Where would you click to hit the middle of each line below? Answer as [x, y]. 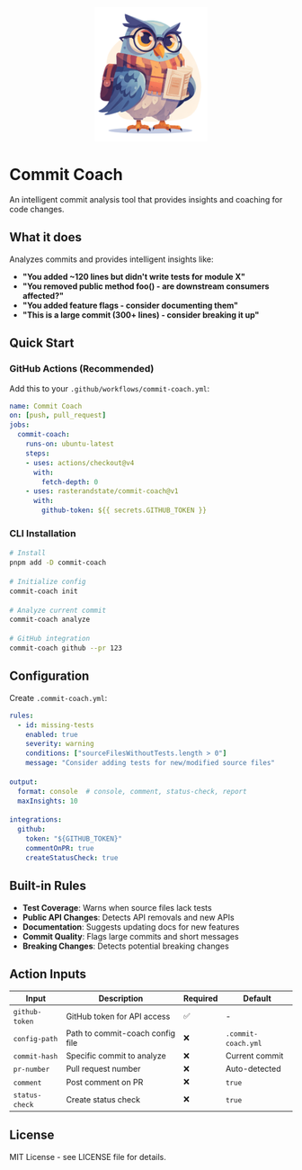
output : [24, 782]
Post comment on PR [105, 1082]
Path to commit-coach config [121, 1033]
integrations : [36, 820]
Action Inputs [48, 974]
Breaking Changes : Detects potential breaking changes [125, 946]
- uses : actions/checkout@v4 [80, 463]
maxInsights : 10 [48, 801]
